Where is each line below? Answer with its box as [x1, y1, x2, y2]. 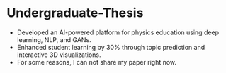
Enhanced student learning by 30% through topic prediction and [16, 43, 205, 51]
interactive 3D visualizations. [16, 51, 101, 59]
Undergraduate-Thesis [6, 5, 144, 21]
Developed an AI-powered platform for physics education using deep [16, 28, 220, 36]
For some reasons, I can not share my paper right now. [16, 58, 177, 66]
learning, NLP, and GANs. [16, 35, 91, 44]
